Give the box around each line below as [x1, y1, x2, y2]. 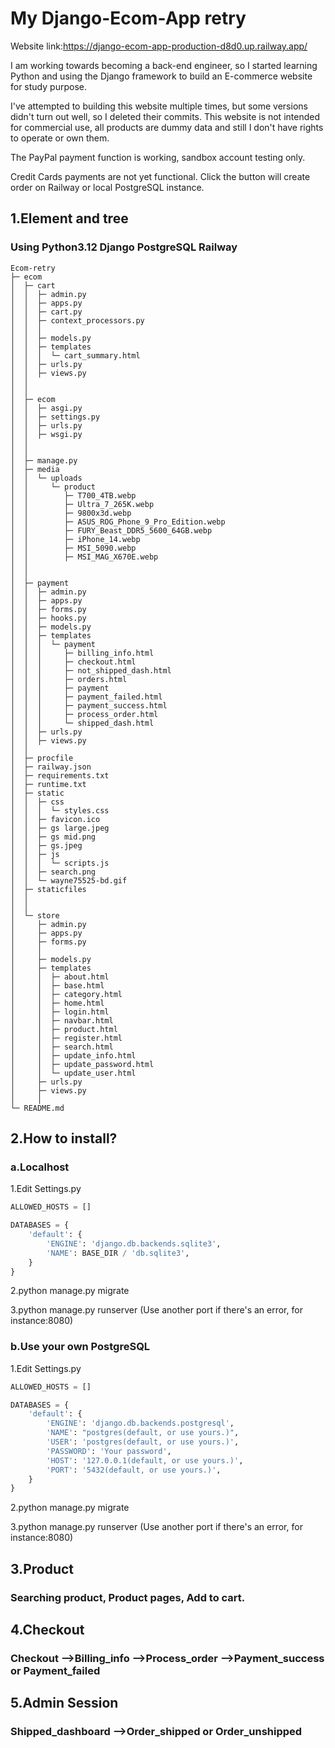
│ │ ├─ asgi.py [10, 403, 83, 413]
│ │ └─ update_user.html [10, 1068, 137, 1078]
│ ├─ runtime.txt [10, 779, 87, 789]
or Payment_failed [10, 1663, 101, 1677]
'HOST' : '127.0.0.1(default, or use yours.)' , [46, 1455, 244, 1466]
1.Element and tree [10, 210, 129, 227]
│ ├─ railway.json [10, 762, 92, 772]
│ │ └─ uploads [10, 473, 83, 483]
